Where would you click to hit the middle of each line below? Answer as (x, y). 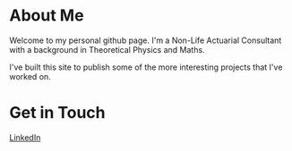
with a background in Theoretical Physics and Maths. (107, 49)
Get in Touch (57, 113)
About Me (47, 16)
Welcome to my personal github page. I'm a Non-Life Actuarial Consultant (146, 40)
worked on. (30, 76)
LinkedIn (25, 137)
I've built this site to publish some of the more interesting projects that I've (146, 67)
